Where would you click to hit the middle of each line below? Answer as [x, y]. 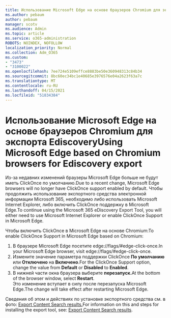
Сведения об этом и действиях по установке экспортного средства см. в [85, 299]
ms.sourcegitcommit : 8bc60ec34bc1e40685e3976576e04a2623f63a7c [74, 76]
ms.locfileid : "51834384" [33, 95]
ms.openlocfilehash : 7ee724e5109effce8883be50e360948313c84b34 [74, 72]
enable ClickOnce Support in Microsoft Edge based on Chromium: [75, 236]
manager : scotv [21, 24]
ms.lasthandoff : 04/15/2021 [35, 90]
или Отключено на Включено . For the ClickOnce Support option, [82, 262]
